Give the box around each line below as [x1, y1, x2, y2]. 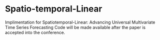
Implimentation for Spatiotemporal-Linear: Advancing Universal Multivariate [5, 19, 156, 25]
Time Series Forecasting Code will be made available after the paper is [5, 24, 146, 30]
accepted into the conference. [5, 29, 65, 35]
